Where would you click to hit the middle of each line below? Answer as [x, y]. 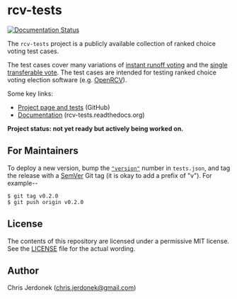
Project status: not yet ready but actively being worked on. [96, 128]
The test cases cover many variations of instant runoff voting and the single [117, 64]
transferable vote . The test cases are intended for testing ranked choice [112, 72]
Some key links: [30, 94]
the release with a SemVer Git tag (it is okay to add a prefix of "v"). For [110, 175]
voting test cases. [33, 51]
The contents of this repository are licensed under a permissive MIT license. [118, 241]
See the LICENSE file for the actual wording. [71, 248]
